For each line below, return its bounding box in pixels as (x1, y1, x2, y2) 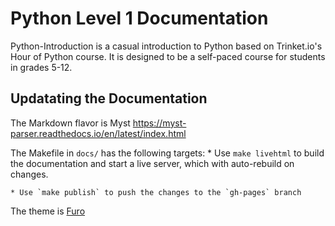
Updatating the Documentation (10, 90, 208, 107)
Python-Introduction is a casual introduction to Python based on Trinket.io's (10, 40, 323, 52)
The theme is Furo (10, 205, 86, 217)
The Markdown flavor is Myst (10, 117, 131, 129)
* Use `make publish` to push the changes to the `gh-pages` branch (10, 187, 302, 197)
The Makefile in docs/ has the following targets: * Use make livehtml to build (10, 147, 325, 159)
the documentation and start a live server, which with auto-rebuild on (10, 157, 295, 169)
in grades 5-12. (10, 61, 73, 73)
